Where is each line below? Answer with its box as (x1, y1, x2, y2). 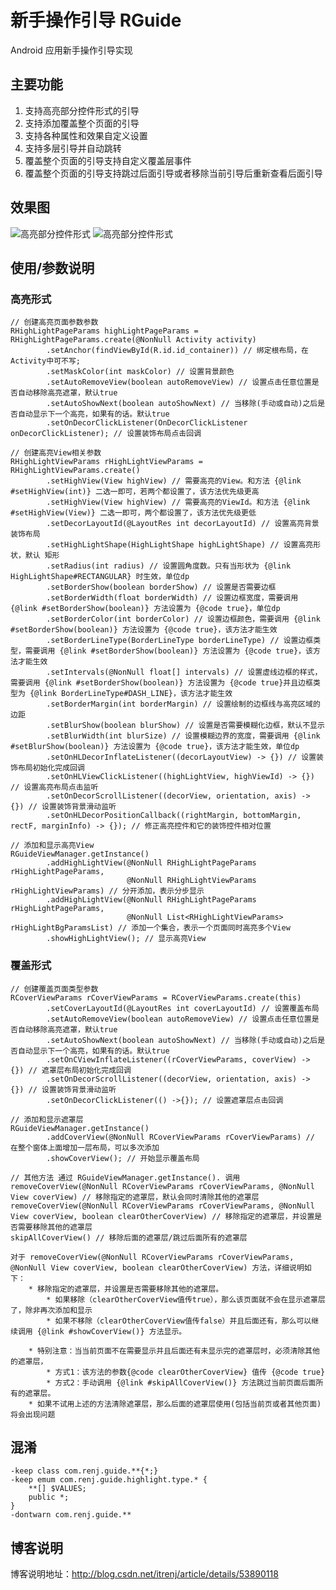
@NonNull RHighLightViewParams (126, 876, 257, 886)
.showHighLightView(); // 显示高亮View (46, 934, 207, 944)
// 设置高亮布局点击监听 (10, 782, 99, 793)
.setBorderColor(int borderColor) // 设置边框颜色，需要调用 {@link (46, 614, 321, 625)
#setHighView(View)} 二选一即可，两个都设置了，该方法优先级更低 (10, 508, 257, 518)
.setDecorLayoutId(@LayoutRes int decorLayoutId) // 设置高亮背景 (46, 519, 320, 529)
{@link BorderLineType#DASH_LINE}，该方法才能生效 (29, 689, 233, 699)
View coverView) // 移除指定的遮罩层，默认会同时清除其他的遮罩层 (10, 1192, 260, 1202)
